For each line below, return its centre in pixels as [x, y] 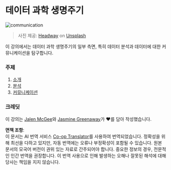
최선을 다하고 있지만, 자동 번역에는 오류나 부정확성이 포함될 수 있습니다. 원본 [86, 143]
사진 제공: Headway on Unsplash [52, 35]
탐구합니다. [42, 53]
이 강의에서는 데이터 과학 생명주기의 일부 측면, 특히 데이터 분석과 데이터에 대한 [83, 46]
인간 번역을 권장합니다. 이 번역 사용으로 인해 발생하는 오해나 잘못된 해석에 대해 [88, 155]
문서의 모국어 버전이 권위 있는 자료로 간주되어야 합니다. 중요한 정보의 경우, [79, 149]
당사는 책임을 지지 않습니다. [33, 162]
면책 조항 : [15, 130]
